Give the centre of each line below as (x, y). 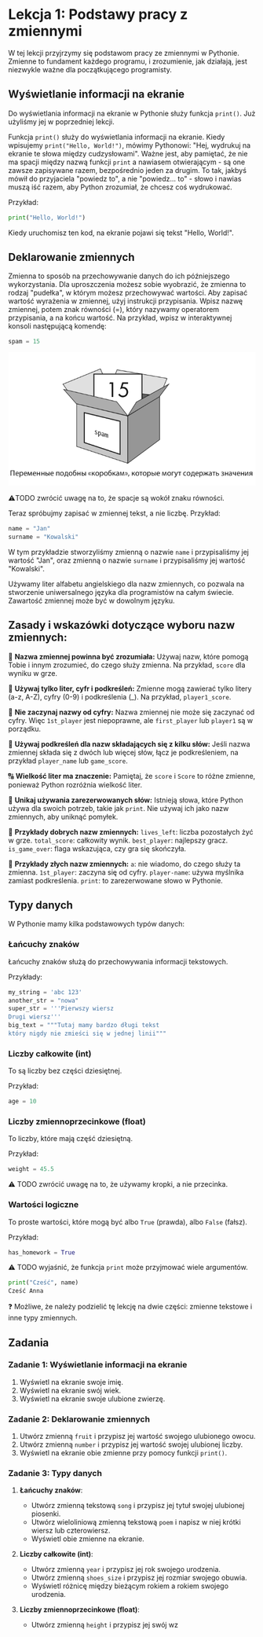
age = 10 (22, 1102)
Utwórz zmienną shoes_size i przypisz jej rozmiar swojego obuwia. (139, 1578)
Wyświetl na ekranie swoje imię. (71, 1382)
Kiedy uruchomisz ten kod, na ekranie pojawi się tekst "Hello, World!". (121, 233)
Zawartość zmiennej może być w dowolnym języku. (91, 600)
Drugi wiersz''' (35, 1017)
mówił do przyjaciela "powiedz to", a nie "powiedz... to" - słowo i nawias (125, 178)
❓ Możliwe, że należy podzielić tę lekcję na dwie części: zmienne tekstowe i (130, 1307)
